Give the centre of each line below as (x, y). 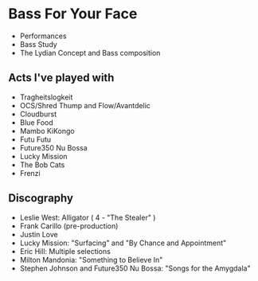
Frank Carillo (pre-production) (69, 226)
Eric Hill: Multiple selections (65, 251)
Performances (43, 36)
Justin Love (39, 234)
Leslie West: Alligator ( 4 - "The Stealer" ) (88, 217)
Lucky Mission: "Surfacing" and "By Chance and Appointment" (123, 243)
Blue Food (36, 122)
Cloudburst (38, 114)
